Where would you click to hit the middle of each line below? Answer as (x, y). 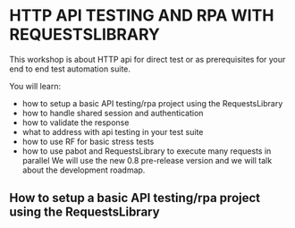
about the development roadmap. (84, 170)
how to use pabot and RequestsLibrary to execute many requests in (147, 151)
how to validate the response (76, 122)
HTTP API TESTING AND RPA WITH (142, 16)
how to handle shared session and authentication (113, 113)
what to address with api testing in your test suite (113, 131)
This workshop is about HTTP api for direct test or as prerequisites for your (147, 59)
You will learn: (35, 86)
